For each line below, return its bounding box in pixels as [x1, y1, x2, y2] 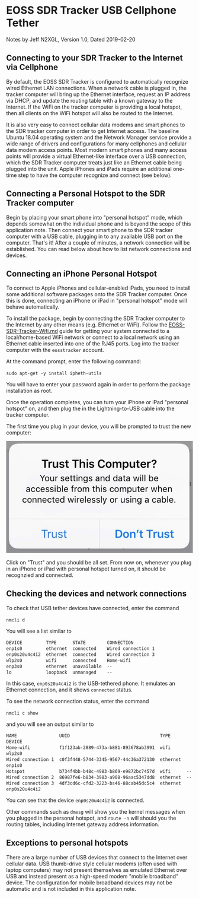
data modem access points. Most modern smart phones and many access [6, 146, 187, 153]
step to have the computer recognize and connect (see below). [18, 172, 172, 179]
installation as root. [6, 387, 53, 395]
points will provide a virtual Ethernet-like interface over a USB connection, [6, 153, 187, 160]
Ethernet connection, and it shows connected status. [6, 686, 133, 693]
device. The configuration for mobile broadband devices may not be [6, 879, 173, 886]
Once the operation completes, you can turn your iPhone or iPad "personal [6, 399, 188, 406]
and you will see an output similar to [6, 721, 94, 728]
